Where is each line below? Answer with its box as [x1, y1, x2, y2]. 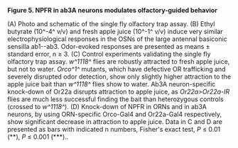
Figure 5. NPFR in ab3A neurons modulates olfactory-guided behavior [7, 6, 218, 14]
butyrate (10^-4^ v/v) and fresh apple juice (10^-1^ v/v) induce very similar [7, 28, 224, 35]
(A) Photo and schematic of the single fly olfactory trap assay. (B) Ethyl [7, 20, 215, 28]
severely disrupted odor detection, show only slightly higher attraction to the [7, 72, 232, 81]
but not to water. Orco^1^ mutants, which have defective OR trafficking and [7, 65, 226, 73]
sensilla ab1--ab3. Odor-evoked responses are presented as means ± [7, 42, 211, 50]
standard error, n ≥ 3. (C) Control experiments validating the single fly [7, 50, 211, 58]
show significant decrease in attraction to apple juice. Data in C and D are [7, 118, 222, 126]
